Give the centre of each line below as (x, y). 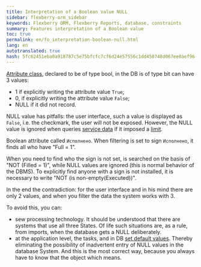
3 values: (17, 80)
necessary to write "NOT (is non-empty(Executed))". (71, 177)
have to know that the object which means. (68, 257)
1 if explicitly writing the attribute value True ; (70, 91)
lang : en (17, 46)
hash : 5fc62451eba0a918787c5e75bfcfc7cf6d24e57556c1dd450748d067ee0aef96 (101, 57)
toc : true (19, 34)
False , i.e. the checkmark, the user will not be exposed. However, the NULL (100, 122)
